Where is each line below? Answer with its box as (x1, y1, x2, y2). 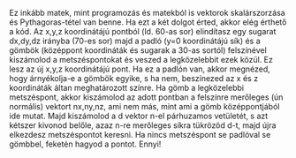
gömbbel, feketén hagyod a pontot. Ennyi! (9, 139, 162, 149)
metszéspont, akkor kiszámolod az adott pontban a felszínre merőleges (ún (9, 92, 284, 102)
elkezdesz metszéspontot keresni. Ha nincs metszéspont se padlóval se (9, 130, 271, 139)
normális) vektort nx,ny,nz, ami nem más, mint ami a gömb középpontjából (9, 102, 280, 111)
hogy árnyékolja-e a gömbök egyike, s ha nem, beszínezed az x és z (9, 73, 259, 83)
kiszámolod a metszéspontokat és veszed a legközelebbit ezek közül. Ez (9, 55, 274, 64)
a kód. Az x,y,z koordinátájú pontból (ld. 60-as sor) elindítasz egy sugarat (9, 26, 277, 36)
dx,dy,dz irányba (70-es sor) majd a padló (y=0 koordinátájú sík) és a (9, 35, 261, 46)
